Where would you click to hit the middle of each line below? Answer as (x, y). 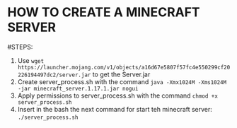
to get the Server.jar (121, 74)
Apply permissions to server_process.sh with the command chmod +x (117, 95)
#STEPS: (20, 47)
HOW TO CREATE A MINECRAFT (104, 12)
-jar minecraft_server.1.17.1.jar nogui (78, 88)
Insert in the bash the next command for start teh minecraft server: (115, 109)
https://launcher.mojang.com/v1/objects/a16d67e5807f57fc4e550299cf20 (124, 67)
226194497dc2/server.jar (54, 75)
